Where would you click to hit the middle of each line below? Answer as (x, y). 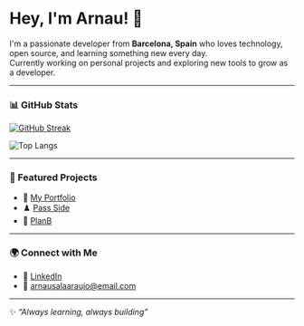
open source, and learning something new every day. (109, 53)
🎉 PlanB (37, 220)
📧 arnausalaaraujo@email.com (79, 285)
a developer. (33, 72)
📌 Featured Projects (53, 177)
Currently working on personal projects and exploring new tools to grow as (149, 62)
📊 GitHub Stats (44, 105)
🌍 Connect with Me (53, 253)
